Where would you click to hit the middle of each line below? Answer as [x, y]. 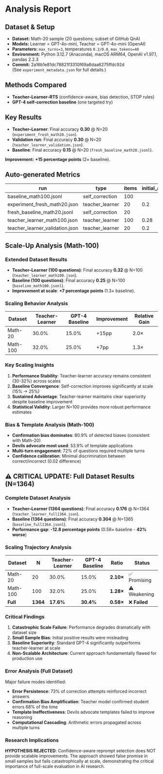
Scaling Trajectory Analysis [38, 547]
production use [27, 658]
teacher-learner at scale [36, 648]
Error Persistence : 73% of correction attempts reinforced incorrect [79, 691]
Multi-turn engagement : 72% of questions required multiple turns [78, 451]
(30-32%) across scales [36, 381]
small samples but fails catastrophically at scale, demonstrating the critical [80, 761]
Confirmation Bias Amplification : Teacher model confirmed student [80, 701]
